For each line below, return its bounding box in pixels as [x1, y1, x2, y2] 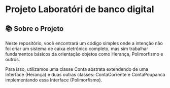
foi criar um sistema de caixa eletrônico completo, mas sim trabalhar [5, 46, 149, 52]
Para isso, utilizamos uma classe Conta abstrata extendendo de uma [5, 66, 149, 72]
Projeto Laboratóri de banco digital [5, 4, 154, 15]
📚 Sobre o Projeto [5, 24, 64, 33]
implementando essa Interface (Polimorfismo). [5, 77, 103, 83]
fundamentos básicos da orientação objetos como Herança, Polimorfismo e [5, 51, 163, 57]
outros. [5, 57, 20, 62]
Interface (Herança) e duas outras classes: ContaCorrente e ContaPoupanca [5, 72, 165, 77]
